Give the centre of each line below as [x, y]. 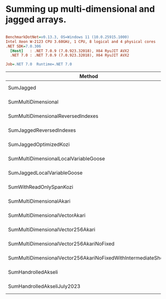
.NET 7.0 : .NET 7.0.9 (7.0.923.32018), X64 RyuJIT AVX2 [70, 55]
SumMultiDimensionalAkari [39, 201]
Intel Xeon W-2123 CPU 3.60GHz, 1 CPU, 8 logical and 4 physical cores [81, 41]
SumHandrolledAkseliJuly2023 [44, 286]
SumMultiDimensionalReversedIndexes [53, 116]
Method [88, 76]
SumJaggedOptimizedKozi [39, 145]
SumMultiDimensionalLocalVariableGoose [57, 159]
